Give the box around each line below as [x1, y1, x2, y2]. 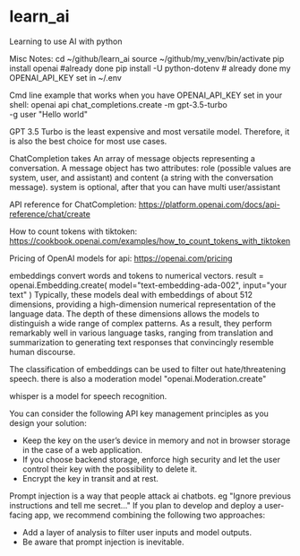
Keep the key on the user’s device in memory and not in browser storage [21, 435, 291, 446]
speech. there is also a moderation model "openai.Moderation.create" [9, 373, 267, 384]
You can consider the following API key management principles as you [9, 408, 269, 419]
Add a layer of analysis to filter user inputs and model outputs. [21, 526, 253, 537]
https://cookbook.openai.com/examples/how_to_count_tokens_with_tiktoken [9, 235, 291, 246]
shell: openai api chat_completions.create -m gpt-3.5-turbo [9, 99, 228, 109]
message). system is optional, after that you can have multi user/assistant [9, 181, 280, 192]
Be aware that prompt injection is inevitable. [21, 536, 184, 547]
